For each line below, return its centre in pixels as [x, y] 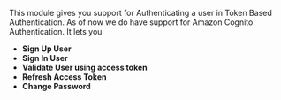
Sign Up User [47, 49]
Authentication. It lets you [56, 31]
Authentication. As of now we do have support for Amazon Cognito [131, 22]
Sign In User [45, 58]
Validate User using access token [84, 67]
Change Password [56, 86]
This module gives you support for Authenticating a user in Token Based [140, 13]
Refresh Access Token [64, 77]
